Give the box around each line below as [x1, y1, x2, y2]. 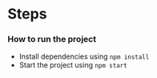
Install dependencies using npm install [18, 51, 150, 61]
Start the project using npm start [18, 60, 127, 70]
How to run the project [7, 34, 97, 45]
